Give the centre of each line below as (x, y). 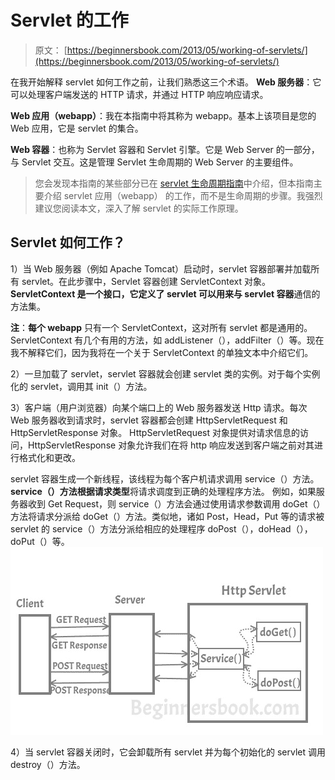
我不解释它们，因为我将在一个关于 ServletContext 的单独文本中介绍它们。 (162, 352)
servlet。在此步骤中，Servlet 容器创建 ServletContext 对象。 (146, 281)
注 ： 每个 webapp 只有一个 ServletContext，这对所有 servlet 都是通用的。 (161, 327)
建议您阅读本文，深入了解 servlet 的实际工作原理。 (139, 208)
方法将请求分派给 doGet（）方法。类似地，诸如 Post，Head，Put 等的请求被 (167, 516)
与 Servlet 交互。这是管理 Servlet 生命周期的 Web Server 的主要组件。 (154, 162)
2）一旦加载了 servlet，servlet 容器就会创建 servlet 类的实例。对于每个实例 (165, 373)
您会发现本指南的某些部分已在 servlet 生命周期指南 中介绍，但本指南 (174, 183)
